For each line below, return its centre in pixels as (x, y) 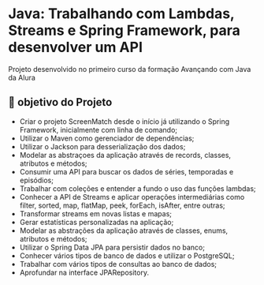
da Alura (22, 77)
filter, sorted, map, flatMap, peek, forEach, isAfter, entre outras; (123, 205)
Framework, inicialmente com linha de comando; (99, 129)
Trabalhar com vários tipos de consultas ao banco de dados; (118, 264)
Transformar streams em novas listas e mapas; (95, 213)
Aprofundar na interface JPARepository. (84, 272)
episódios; (36, 180)
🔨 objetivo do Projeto (60, 102)
